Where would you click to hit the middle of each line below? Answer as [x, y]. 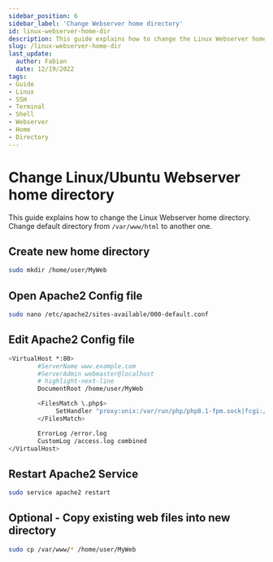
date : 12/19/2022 [45, 69]
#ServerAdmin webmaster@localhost [96, 374]
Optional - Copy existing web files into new [119, 518]
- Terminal [27, 107]
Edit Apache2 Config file [72, 340]
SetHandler [74, 411]
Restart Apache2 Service [74, 474]
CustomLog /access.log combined [93, 441]
